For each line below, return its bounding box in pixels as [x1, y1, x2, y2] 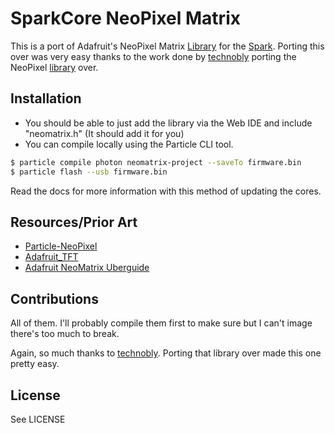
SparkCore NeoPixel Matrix [10, 7, 241, 30]
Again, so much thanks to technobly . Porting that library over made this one [10, 347, 322, 359]
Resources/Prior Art [10, 213, 138, 231]
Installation [10, 90, 82, 107]
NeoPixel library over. [10, 61, 99, 73]
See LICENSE [10, 413, 66, 425]
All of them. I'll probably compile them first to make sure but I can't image [10, 317, 313, 329]
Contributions [10, 290, 99, 307]
